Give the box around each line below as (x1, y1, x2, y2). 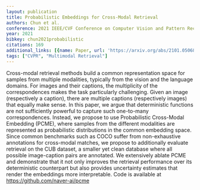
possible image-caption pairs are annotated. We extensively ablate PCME (6, 151, 186, 158)
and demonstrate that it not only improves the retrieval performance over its (6, 158, 192, 165)
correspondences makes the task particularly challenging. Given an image (6, 88, 189, 95)
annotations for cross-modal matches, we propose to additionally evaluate (6, 139, 189, 146)
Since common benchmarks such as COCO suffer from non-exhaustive (6, 132, 181, 140)
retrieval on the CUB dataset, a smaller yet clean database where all (6, 145, 173, 152)
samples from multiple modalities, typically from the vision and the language (6, 76, 193, 83)
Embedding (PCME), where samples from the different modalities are (6, 120, 175, 127)
